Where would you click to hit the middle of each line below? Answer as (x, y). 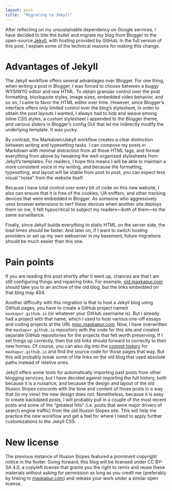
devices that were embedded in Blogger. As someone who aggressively (81, 199)
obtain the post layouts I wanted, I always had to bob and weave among (81, 113)
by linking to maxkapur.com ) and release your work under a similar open (82, 478)
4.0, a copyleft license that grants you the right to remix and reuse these (89, 467)
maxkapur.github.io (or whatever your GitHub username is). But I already (82, 313)
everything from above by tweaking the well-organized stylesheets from (82, 156)
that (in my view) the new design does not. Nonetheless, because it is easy (85, 394)
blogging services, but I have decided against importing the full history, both (86, 378)
